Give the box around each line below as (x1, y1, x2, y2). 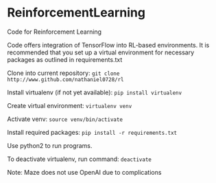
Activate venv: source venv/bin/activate (7, 115, 123, 123)
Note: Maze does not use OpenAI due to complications (7, 168, 162, 176)
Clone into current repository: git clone (7, 69, 120, 77)
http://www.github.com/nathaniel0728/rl (7, 76, 125, 83)
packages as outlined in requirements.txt (7, 55, 123, 63)
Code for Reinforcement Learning (7, 28, 101, 36)
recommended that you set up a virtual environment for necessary (7, 48, 195, 56)
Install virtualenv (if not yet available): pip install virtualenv (7, 88, 182, 96)
